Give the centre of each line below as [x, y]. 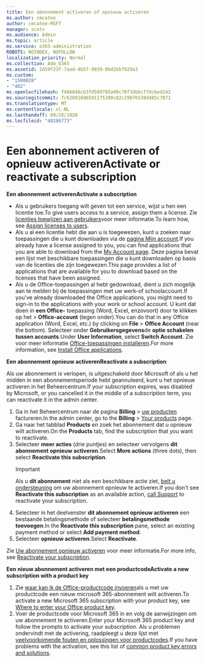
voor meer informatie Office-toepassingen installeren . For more [94, 343]
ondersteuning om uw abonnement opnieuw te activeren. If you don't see [107, 488]
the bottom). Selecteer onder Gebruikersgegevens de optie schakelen [104, 330]
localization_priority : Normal [46, 58]
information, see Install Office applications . [69, 350]
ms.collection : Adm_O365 [38, 63]
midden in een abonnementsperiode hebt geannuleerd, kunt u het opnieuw [101, 380]
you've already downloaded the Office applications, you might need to [104, 298]
